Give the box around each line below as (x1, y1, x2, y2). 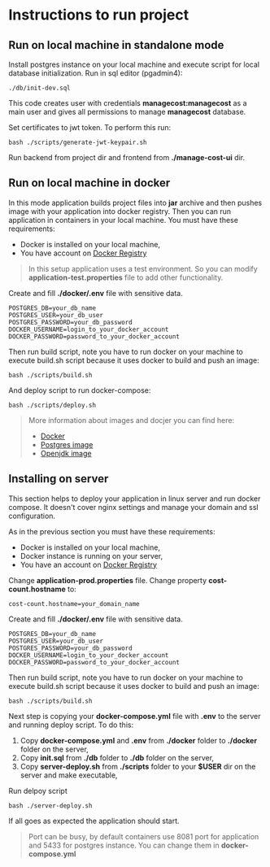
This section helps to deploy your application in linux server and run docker (8, 494, 261, 503)
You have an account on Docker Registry (20, 560, 157, 569)
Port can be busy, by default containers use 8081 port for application (28, 831, 259, 841)
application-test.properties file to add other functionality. (28, 272, 224, 282)
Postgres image (40, 439, 94, 449)
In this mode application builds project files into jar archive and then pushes (8, 198, 263, 207)
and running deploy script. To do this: (8, 720, 134, 730)
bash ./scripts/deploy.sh (8, 401, 96, 409)
